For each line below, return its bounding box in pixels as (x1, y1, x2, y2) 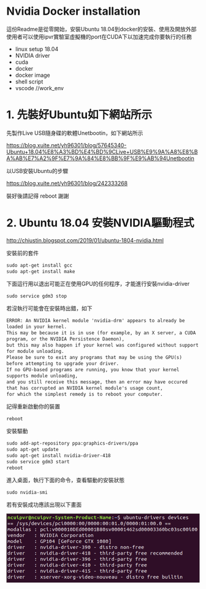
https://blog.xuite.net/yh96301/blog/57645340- (6, 141, 127, 148)
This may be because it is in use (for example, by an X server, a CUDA (6, 329, 196, 336)
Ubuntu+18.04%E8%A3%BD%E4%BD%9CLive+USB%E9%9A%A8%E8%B (6, 148, 198, 155)
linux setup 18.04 (15, 45, 59, 53)
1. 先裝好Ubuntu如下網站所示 (6, 108, 152, 122)
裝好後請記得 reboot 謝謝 (6, 192, 69, 199)
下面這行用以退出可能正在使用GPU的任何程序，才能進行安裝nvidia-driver (6, 280, 190, 287)
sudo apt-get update (6, 446, 59, 452)
